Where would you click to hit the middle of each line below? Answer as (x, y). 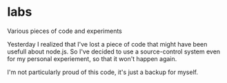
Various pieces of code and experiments (65, 31)
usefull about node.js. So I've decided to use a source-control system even (114, 51)
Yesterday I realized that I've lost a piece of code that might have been (107, 44)
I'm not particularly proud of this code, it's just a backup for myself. (103, 72)
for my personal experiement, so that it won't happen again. (92, 58)
